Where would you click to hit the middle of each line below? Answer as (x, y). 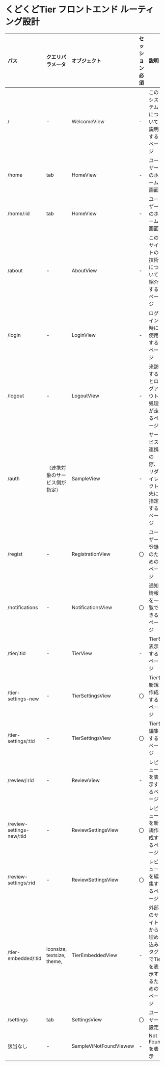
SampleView (86, 479)
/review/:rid (21, 780)
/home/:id (19, 213)
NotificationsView (92, 607)
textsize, (56, 955)
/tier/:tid (17, 653)
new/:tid (17, 836)
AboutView (84, 270)
